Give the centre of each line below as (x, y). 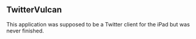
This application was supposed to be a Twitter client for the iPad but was (98, 24)
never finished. (25, 31)
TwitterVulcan (34, 10)
